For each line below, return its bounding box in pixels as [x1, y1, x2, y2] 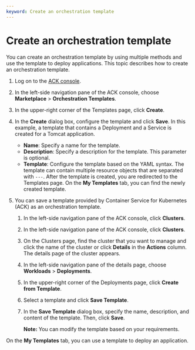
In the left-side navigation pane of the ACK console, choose [14, 89, 160, 96]
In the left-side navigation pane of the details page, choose [23, 261, 166, 268]
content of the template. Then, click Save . [23, 314, 125, 321]
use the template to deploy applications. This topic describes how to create [6, 59, 189, 66]
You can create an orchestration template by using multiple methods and [6, 54, 182, 61]
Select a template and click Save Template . [23, 296, 129, 304]
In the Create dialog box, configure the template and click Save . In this [14, 118, 186, 125]
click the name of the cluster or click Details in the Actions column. [23, 244, 187, 251]
